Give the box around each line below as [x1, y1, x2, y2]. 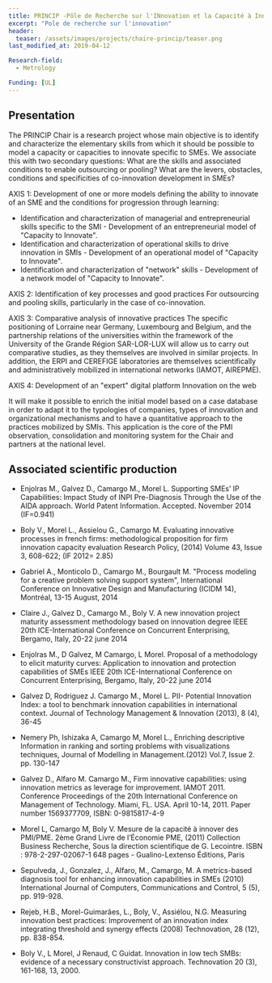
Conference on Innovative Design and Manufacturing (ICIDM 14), [19, 584, 236, 594]
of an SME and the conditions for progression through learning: [8, 197, 219, 207]
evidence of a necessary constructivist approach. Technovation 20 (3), [19, 957, 257, 967]
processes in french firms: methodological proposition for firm [19, 534, 228, 544]
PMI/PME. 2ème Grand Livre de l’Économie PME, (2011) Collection [19, 833, 240, 842]
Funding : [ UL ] [8, 78, 57, 87]
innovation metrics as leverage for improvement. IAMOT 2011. [19, 782, 226, 793]
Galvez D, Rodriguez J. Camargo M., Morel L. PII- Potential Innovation [19, 691, 252, 701]
